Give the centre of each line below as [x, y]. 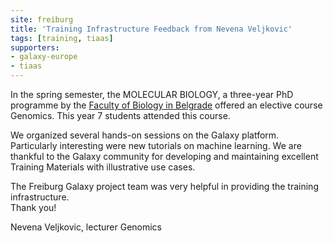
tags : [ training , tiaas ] [62, 38]
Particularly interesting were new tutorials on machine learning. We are [156, 145]
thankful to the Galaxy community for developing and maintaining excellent [164, 156]
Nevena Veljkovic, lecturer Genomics [86, 227]
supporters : [35, 47]
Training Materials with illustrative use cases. [103, 167]
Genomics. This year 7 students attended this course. [120, 115]
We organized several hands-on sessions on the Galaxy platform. [145, 135]
